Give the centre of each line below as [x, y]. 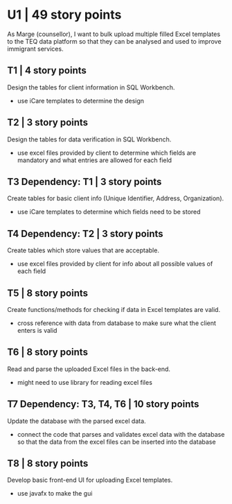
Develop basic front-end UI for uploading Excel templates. [90, 480]
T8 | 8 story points [48, 463]
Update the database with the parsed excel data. [77, 421]
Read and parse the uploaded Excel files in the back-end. [89, 369]
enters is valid [37, 330]
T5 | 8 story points [48, 293]
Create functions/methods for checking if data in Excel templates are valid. [114, 310]
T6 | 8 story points [48, 353]
